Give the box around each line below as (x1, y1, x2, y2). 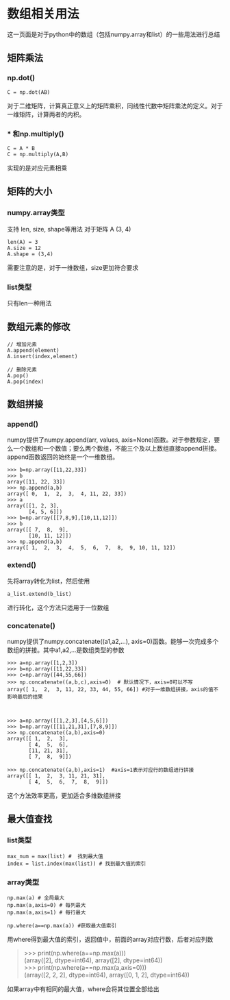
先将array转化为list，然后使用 (7, 577, 90, 585)
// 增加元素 (7, 340, 38, 348)
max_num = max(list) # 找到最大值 (7, 853, 104, 860)
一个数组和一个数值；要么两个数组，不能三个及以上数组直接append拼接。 (12, 445, 221, 453)
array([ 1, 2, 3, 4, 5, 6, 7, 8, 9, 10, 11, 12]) (7, 545, 176, 551)
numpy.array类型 (7, 208, 65, 218)
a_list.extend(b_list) (7, 590, 72, 597)
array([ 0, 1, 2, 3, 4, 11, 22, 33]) (7, 490, 127, 497)
